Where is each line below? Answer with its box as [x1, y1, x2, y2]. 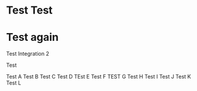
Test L [6, 79, 21, 86]
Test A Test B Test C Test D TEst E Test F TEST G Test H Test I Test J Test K [6, 73, 192, 80]
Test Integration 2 [6, 50, 49, 57]
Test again [6, 31, 59, 44]
